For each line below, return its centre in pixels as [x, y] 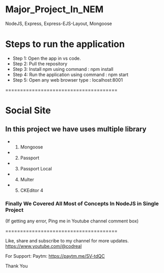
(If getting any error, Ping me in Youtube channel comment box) [72, 221]
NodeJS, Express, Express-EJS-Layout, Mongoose [59, 23]
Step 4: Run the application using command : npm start [71, 75]
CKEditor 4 [32, 190]
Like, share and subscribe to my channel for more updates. [67, 241]
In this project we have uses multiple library [76, 129]
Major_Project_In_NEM [54, 9]
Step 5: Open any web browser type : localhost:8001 [68, 80]
